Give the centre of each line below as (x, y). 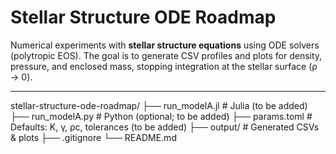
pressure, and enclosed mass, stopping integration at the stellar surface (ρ (164, 66)
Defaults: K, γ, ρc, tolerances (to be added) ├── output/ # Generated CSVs (165, 127)
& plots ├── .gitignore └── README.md (93, 137)
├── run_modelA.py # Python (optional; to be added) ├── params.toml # (161, 116)
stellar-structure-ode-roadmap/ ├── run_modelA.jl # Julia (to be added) (159, 105)
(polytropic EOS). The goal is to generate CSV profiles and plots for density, (166, 55)
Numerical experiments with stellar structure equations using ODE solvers (165, 45)
